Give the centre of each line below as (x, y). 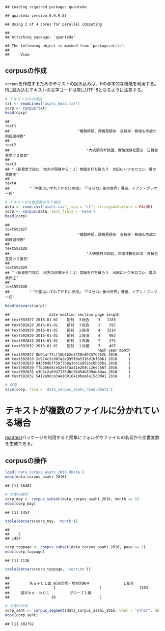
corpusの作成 (26, 71)
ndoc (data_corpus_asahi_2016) (36, 477)
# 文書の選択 (16, 494)
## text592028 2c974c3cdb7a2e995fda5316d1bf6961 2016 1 (68, 359)
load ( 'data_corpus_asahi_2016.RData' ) (45, 472)
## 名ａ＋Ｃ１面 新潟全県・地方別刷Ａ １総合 (69, 584)
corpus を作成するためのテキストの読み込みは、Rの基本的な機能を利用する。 (82, 83)
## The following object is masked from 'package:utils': (66, 46)
